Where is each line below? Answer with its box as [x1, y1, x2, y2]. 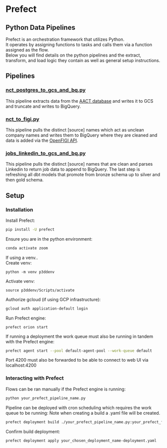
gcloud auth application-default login [5, 306, 88, 311]
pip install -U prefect [5, 227, 55, 232]
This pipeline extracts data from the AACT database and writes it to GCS [5, 98, 154, 104]
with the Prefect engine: [5, 338, 55, 344]
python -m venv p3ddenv [5, 269, 55, 274]
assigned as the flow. [5, 47, 49, 53]
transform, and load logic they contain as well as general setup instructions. [5, 58, 161, 63]
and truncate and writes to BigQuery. [5, 103, 81, 109]
